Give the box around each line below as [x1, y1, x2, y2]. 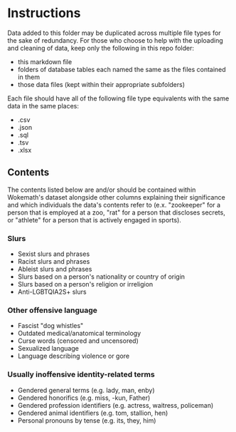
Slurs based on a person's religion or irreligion [17, 280, 154, 289]
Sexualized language [17, 344, 80, 353]
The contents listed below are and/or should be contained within [7, 185, 196, 194]
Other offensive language [7, 305, 97, 315]
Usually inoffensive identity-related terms [7, 369, 155, 379]
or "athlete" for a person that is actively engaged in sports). [7, 215, 181, 224]
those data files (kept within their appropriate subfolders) [17, 80, 186, 88]
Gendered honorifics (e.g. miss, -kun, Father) [17, 394, 151, 402]
